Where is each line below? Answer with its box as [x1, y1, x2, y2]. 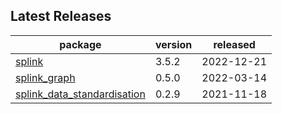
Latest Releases [10, 8, 112, 25]
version [154, 37, 193, 51]
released [213, 37, 256, 51]
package [59, 37, 102, 51]
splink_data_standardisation [15, 87, 146, 101]
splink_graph [15, 70, 76, 84]
